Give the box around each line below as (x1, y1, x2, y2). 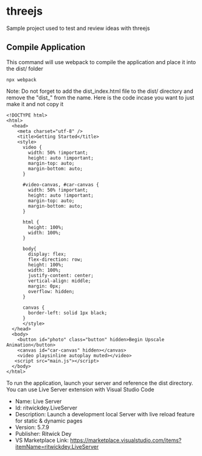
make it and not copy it (6, 100, 64, 107)
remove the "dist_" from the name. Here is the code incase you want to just (6, 93, 195, 101)
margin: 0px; (28, 283, 61, 289)
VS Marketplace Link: (15, 436, 69, 444)
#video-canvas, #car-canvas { (22, 181, 99, 187)
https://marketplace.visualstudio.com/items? (69, 436, 182, 444)
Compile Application (6, 42, 86, 52)
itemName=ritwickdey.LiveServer (15, 443, 99, 450)
